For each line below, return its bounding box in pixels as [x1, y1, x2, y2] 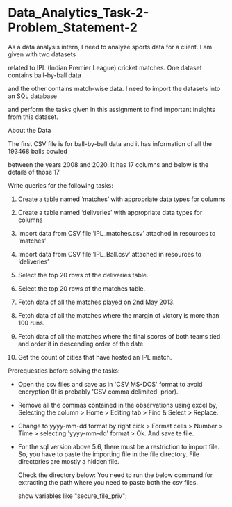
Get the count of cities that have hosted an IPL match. [17, 353, 172, 361]
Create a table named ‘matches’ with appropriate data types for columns [17, 195, 226, 203]
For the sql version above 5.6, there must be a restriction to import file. [17, 442, 219, 451]
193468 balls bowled [8, 147, 68, 155]
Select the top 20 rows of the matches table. [17, 284, 146, 293]
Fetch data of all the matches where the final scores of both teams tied [17, 332, 221, 340]
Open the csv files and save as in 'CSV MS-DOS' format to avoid [17, 380, 203, 388]
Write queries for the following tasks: [8, 181, 114, 189]
